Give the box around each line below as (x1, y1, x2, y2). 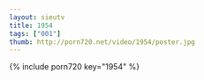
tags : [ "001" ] (9, 29, 62, 38)
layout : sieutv (9, 12, 65, 22)
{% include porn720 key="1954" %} (9, 62, 140, 72)
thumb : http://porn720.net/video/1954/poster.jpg (9, 37, 196, 47)
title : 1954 (9, 21, 53, 30)
